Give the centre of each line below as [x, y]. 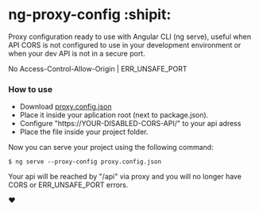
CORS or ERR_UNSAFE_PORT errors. [68, 185]
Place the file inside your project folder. [84, 132]
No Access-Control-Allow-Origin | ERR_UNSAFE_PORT [98, 68]
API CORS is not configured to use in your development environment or [125, 44]
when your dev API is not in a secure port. [77, 53]
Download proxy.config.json [66, 107]
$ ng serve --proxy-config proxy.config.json [85, 162]
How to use [31, 89]
